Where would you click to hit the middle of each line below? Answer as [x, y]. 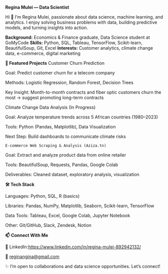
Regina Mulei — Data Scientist [37, 7]
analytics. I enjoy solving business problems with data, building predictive [81, 22]
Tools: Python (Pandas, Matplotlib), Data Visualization [61, 127]
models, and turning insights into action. [47, 28]
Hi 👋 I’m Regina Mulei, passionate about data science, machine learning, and [84, 17]
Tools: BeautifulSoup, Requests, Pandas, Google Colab [62, 165]
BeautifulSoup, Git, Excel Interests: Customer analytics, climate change [79, 48]
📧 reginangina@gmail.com [32, 256]
